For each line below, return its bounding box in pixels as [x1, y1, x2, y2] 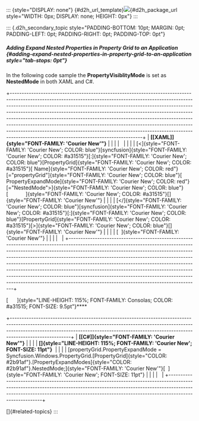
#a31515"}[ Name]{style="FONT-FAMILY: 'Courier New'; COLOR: [6, 165, 165, 172]
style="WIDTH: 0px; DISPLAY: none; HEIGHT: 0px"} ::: [6, 12, 138, 20]
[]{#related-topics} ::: [6, 407, 58, 415]
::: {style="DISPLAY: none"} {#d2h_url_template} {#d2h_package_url [6, 7, 178, 13]
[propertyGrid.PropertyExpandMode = [68, 346, 162, 353]
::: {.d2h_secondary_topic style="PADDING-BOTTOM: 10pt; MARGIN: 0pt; [6, 24, 185, 31]
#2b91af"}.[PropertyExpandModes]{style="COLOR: [6, 358, 132, 365]
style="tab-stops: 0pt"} [6, 56, 68, 64]
